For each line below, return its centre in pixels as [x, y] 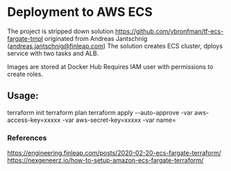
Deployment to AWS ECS [80, 12]
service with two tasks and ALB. [53, 53]
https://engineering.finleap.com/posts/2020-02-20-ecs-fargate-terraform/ [114, 153]
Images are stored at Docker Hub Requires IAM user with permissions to [110, 66]
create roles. [25, 74]
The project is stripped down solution [61, 31]
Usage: [23, 96]
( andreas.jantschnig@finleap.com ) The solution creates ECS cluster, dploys [115, 46]
